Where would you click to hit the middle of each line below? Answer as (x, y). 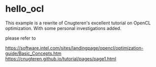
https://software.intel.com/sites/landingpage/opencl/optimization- (74, 48)
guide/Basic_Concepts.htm (34, 53)
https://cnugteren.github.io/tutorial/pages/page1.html (61, 58)
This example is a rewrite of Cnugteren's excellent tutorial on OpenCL (78, 23)
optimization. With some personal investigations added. (63, 28)
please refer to (21, 38)
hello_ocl (25, 9)
